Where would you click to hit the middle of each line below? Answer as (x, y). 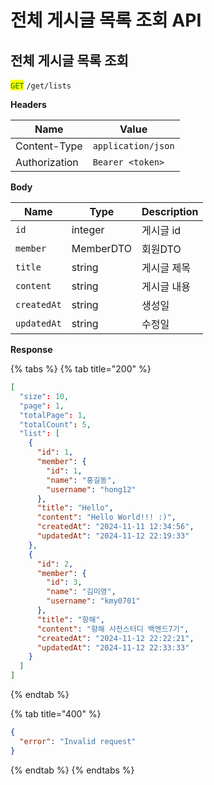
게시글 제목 (166, 268)
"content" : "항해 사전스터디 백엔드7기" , (113, 629)
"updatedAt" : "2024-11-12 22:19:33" (113, 536)
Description (170, 211)
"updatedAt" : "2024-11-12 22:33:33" (113, 647)
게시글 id (161, 230)
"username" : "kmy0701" (93, 601)
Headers (28, 104)
